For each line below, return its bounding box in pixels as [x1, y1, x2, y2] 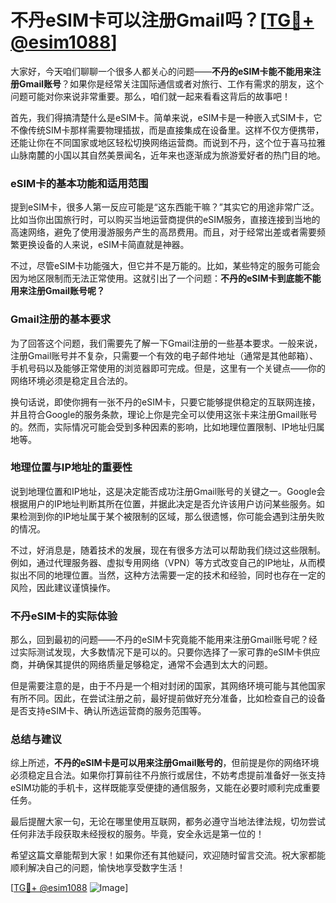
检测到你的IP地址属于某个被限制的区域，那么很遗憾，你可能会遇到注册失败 [18, 510, 325, 522]
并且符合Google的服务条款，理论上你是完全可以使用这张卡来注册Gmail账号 [10, 408, 318, 420]
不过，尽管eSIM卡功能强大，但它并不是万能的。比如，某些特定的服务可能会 [10, 260, 321, 272]
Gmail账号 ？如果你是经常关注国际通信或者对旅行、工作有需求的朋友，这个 [18, 77, 324, 90]
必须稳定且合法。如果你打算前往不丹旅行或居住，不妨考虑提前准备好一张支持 [10, 769, 326, 781]
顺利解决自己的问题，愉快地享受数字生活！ [10, 862, 186, 874]
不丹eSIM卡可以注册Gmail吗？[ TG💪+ [10, 9, 315, 32]
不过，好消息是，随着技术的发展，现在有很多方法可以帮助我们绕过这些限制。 [10, 544, 326, 556]
